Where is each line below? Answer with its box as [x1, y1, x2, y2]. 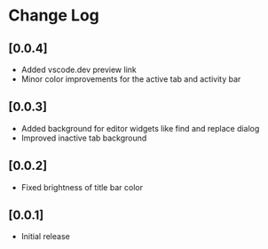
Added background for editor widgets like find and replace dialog [20, 123, 260, 133]
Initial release [20, 231, 70, 242]
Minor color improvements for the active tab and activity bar [20, 74, 241, 84]
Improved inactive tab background [20, 133, 147, 143]
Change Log [8, 5, 99, 26]
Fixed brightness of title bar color [20, 181, 144, 192]
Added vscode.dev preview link [20, 64, 137, 75]
